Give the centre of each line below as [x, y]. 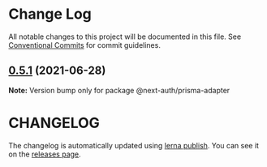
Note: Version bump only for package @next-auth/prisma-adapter [119, 90]
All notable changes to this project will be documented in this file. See [125, 36]
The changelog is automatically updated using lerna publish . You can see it [134, 145]
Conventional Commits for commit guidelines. [84, 45]
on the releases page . [45, 154]
